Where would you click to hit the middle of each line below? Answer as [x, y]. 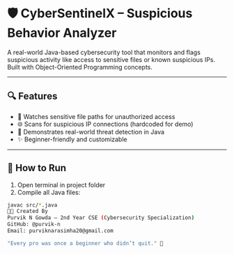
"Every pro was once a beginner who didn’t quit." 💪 [85, 243]
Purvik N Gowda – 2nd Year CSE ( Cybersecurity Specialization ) [101, 218]
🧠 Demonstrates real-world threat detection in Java [91, 132]
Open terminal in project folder [61, 184]
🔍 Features [32, 96]
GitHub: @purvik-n [34, 224]
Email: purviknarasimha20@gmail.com [60, 231]
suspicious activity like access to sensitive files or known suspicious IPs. [111, 59]
